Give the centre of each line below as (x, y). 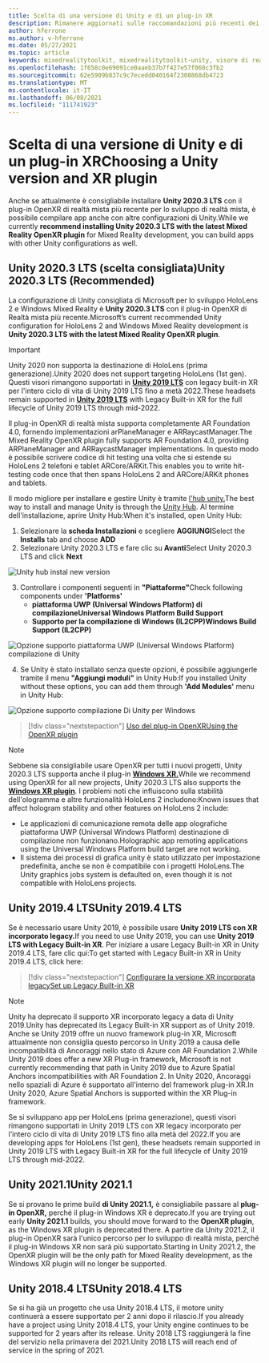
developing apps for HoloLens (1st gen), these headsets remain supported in (134, 1142)
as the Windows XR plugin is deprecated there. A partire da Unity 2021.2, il (131, 1229)
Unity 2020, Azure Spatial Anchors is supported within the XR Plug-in (123, 1092)
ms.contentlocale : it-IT (50, 90)
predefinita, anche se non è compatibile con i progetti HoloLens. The (132, 866)
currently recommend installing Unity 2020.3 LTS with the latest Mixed (128, 226)
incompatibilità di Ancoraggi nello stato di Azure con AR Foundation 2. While (133, 1050)
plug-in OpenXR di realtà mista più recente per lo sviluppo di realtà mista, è (132, 210)
